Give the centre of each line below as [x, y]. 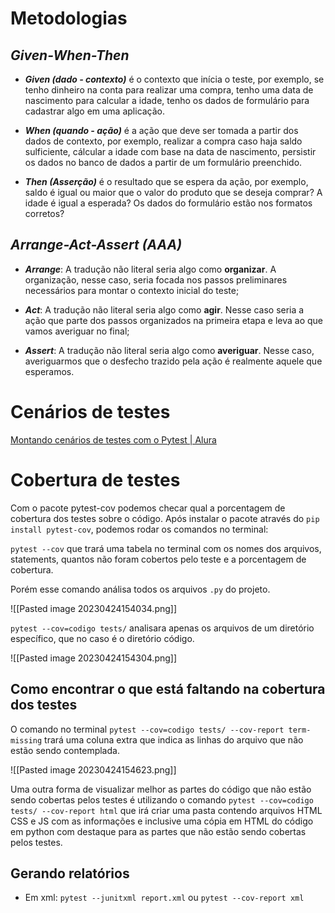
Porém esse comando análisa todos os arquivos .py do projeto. [140, 589]
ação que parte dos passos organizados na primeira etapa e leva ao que [174, 320]
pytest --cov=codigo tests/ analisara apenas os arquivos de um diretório [162, 628]
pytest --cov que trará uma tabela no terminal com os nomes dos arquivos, [166, 548]
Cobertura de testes [95, 479]
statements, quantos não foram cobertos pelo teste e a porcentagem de [158, 559]
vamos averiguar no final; [77, 331]
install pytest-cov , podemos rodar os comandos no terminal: [139, 529]
